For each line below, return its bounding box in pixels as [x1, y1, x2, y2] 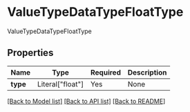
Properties [7, 47, 54, 59]
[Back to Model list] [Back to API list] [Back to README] [7, 97, 166, 105]
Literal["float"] [37, 79, 84, 88]
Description [127, 67, 167, 77]
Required [91, 67, 121, 77]
